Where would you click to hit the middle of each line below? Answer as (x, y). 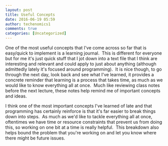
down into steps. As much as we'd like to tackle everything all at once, (79, 116)
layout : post (19, 10)
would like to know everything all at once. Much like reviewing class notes (82, 85)
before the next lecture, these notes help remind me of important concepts (83, 91)
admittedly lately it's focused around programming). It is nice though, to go (84, 69)
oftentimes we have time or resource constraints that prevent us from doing (84, 122)
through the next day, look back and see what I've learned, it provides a (80, 75)
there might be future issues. (35, 138)
